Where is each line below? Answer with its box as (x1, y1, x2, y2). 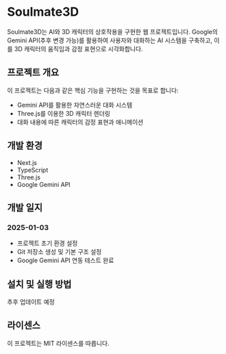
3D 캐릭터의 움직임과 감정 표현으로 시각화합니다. (14, 45, 143, 53)
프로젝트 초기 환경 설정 (16, 239, 78, 247)
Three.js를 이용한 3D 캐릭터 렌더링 (16, 109, 111, 117)
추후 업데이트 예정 (7, 298, 55, 306)
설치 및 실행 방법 (7, 278, 72, 290)
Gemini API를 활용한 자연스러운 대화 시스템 (16, 101, 133, 109)
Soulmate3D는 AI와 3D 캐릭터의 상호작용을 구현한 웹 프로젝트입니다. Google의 (7, 27, 218, 36)
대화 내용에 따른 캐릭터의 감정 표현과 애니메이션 (16, 118, 144, 126)
